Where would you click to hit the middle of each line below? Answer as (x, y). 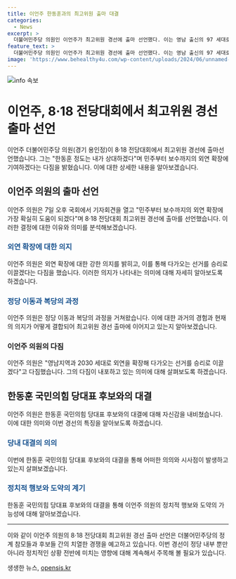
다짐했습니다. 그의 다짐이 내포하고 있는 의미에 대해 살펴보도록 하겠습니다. (128, 372)
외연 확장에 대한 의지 (40, 247)
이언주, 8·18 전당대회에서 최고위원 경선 (113, 111)
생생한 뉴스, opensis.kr (39, 567)
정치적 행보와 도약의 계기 (46, 488)
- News (23, 27)
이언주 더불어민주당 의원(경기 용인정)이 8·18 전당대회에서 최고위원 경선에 (106, 149)
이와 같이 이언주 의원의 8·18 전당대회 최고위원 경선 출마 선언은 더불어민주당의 (112, 535)
